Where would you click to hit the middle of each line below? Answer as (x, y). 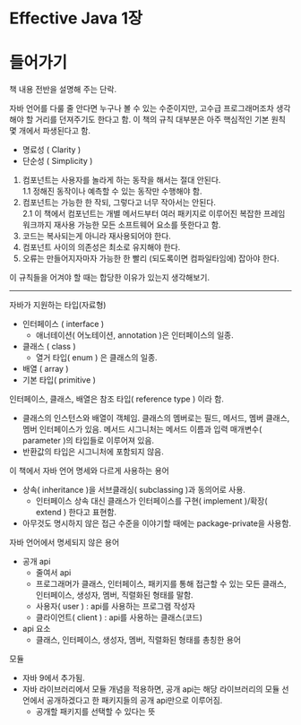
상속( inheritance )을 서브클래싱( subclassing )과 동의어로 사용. (134, 490)
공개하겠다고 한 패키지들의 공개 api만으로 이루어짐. (134, 701)
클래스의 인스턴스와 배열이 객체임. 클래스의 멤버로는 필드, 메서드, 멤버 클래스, (156, 419)
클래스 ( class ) (49, 347)
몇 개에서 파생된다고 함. (50, 131)
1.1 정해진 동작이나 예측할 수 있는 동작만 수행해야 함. (112, 191)
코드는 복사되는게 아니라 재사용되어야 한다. (97, 236)
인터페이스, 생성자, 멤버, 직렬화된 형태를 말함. (115, 595)
